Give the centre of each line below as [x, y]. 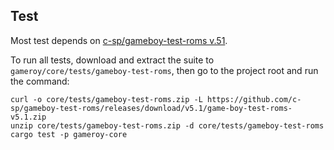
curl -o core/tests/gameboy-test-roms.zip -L [106, 99]
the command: [40, 81]
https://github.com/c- [254, 99]
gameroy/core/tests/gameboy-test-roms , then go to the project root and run [164, 70]
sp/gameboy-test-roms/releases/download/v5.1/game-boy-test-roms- [151, 108]
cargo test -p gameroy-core [69, 134]
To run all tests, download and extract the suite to [112, 60]
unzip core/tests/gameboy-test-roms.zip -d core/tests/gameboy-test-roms [167, 125]
